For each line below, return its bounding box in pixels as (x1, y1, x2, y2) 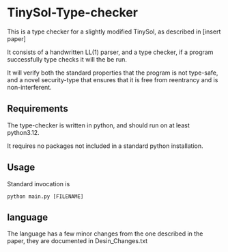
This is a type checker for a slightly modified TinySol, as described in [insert (7, 27, 221, 36)
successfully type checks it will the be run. (7, 55, 128, 63)
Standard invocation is (7, 179, 70, 188)
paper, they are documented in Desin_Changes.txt (7, 237, 148, 245)
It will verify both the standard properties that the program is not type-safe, (7, 68, 218, 77)
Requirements (7, 103, 68, 114)
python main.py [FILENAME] (7, 193, 84, 200)
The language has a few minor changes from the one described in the (7, 229, 203, 238)
